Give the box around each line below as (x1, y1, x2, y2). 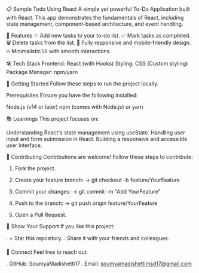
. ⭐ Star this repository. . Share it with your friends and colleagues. (6, 235, 170, 241)
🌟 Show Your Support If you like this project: (6, 223, 115, 229)
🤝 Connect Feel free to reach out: (6, 249, 88, 256)
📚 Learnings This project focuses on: (6, 115, 99, 122)
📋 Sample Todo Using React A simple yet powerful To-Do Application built (6, 5, 190, 13)
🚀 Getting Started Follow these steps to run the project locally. (6, 80, 159, 87)
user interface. (6, 142, 42, 149)
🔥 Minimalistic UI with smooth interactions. (6, 48, 112, 54)
